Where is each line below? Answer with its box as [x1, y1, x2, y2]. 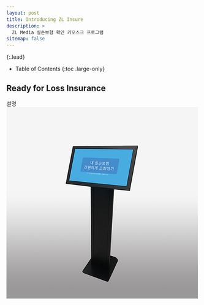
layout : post [6, 10, 40, 16]
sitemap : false [6, 36, 45, 42]
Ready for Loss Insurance [6, 83, 106, 93]
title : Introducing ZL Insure [6, 16, 84, 23]
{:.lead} [6, 53, 26, 61]
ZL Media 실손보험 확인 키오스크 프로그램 [12, 29, 104, 36]
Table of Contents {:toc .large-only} [15, 65, 105, 73]
